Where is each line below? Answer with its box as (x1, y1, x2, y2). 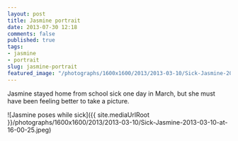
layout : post (7, 10, 46, 18)
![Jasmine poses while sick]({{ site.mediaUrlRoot (7, 111, 150, 119)
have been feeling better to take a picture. (7, 96, 130, 105)
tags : (7, 43, 23, 50)
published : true (7, 37, 55, 44)
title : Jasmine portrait (7, 17, 81, 24)
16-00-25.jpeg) (7, 125, 52, 134)
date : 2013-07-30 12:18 (7, 23, 78, 30)
